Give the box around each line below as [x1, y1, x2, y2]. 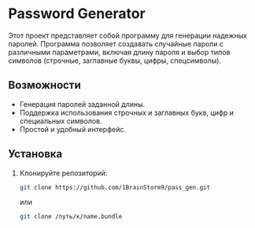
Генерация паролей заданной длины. [19, 99, 146, 108]
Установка [8, 147, 63, 161]
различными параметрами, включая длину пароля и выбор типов [8, 47, 231, 57]
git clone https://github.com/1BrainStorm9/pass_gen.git [19, 183, 211, 191]
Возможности [8, 79, 81, 92]
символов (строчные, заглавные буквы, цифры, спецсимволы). [8, 56, 222, 65]
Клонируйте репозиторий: [19, 168, 108, 178]
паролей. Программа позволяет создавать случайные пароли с [8, 39, 224, 48]
